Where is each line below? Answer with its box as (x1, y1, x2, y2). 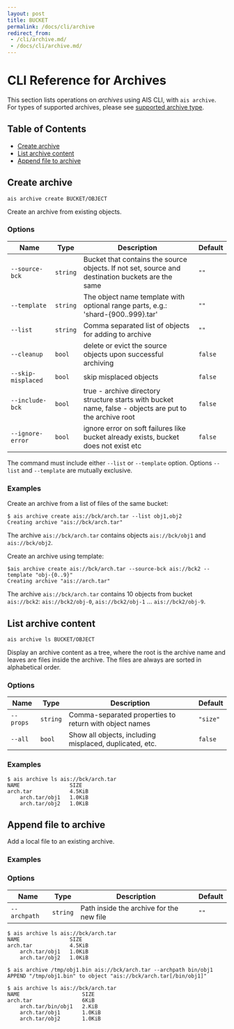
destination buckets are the (83, 272, 173, 281)
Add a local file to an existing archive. (7, 837, 115, 846)
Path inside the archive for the (80, 903, 179, 913)
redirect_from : (7, 29, 52, 37)
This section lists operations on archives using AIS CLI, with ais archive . (7, 95, 217, 104)
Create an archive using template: (7, 552, 104, 561)
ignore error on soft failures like (83, 423, 186, 433)
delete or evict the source (83, 341, 167, 350)
